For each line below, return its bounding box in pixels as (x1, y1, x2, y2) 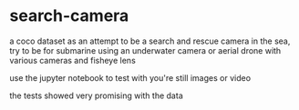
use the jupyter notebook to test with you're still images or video (9, 72, 252, 83)
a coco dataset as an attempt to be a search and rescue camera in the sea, (9, 35, 291, 46)
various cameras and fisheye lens (9, 55, 137, 65)
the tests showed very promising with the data (9, 90, 184, 101)
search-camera (9, 5, 129, 26)
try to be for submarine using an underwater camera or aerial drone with (9, 45, 282, 55)
